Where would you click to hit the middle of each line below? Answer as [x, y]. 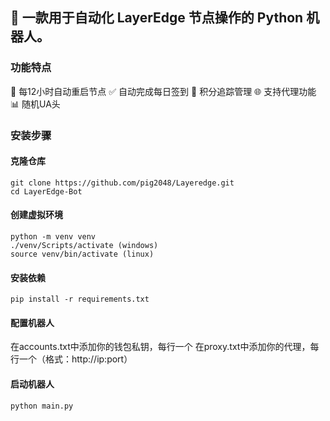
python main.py [42, 406]
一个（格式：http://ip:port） [75, 359]
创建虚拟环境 [36, 215]
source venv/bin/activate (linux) [82, 254]
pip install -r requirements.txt [80, 299]
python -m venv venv [53, 237]
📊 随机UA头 [35, 104]
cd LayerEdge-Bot [46, 191]
